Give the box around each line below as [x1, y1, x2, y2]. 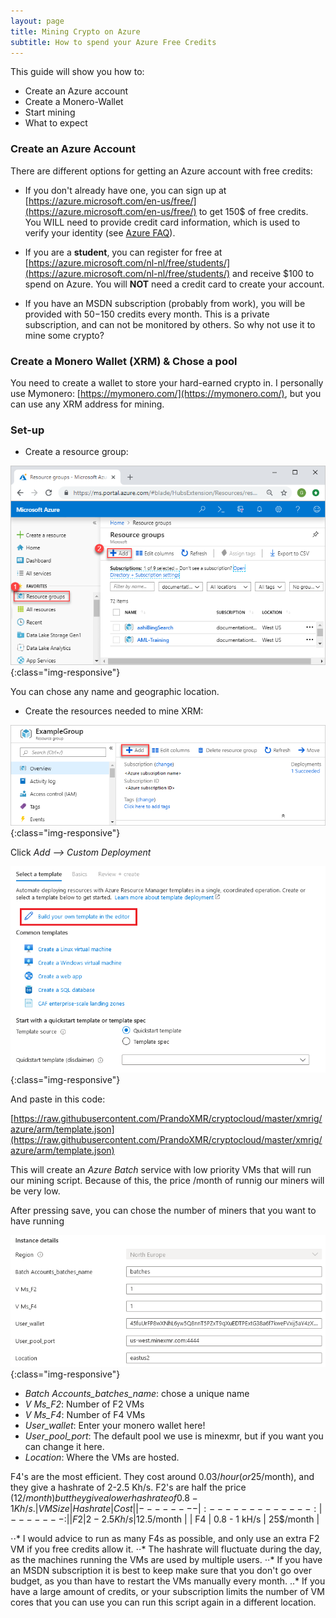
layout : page [10, 16, 65, 26]
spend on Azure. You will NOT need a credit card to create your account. [24, 278, 325, 290]
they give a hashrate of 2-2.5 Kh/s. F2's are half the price [10, 1481, 247, 1493]
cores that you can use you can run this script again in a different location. [10, 1596, 317, 1608]
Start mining [24, 106, 76, 119]
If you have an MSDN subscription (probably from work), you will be [24, 297, 306, 309]
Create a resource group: [24, 446, 129, 458]
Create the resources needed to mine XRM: [24, 705, 204, 717]
